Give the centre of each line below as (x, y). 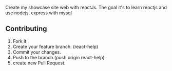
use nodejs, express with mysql (39, 13)
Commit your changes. (37, 52)
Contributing (26, 29)
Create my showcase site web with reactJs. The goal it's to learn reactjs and (86, 7)
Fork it (20, 41)
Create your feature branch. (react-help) (55, 46)
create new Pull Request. (39, 63)
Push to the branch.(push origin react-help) (59, 57)
